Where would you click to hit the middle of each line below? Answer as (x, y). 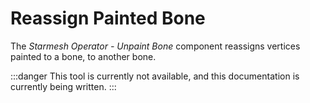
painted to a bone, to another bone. (83, 56)
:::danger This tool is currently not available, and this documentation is (155, 76)
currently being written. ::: (63, 86)
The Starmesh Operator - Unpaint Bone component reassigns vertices (155, 46)
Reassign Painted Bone (108, 18)
